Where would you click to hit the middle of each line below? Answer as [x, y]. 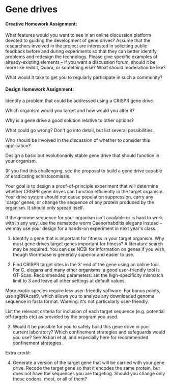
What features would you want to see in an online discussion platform [78, 35]
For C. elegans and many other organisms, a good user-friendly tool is [86, 270]
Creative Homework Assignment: [41, 23]
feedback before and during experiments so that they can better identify [81, 51]
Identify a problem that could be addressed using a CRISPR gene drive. [80, 100]
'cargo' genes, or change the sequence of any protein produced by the [80, 202]
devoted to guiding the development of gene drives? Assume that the [78, 41]
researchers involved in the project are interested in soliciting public [76, 46]
